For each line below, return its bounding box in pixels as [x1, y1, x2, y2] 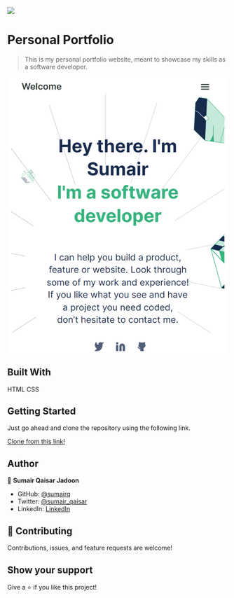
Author [7, 457, 39, 469]
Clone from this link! [7, 438, 65, 446]
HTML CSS [7, 385, 40, 394]
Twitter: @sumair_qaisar [17, 497, 88, 506]
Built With [7, 366, 51, 378]
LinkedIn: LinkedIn [17, 505, 71, 513]
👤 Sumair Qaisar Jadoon [7, 476, 79, 485]
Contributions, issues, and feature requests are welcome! [7, 543, 173, 552]
